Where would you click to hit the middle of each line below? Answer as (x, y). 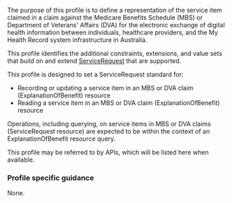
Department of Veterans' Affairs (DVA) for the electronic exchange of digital (116, 25)
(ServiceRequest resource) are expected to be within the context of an (109, 131)
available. (21, 160)
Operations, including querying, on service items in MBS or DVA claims (109, 124)
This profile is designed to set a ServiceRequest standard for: (95, 74)
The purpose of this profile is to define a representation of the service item (115, 10)
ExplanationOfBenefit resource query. (61, 139)
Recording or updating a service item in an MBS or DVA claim (105, 88)
